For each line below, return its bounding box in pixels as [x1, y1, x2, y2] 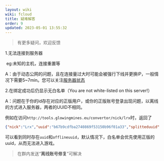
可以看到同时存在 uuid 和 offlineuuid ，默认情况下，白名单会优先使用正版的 [5, 134, 155, 140]
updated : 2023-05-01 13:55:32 [5, 26, 67, 31]
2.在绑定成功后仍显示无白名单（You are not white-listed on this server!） [5, 88, 153, 94]
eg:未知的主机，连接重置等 [6, 61, 61, 66]
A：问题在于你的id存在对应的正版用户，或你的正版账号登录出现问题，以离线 [5, 98, 159, 104]
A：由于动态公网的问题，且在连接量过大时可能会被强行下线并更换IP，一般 [5, 71, 155, 77]
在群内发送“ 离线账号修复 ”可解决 [17, 151, 82, 157]
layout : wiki [5, 7, 32, 12]
